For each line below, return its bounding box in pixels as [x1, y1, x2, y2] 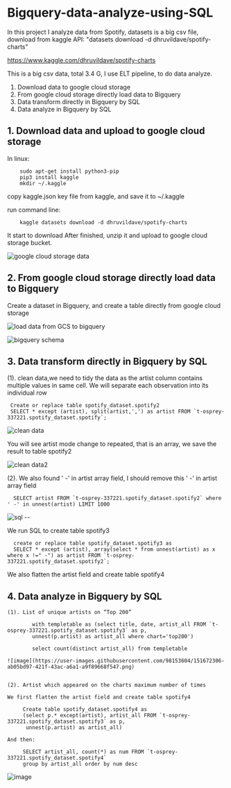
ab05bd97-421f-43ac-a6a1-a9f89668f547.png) [7, 664, 135, 671]
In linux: [7, 154, 30, 162]
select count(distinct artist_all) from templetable [32, 645, 188, 653]
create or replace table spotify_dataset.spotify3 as [13, 540, 172, 547]
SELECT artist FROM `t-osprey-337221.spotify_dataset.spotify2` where [13, 495, 222, 502]
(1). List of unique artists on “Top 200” [7, 609, 132, 616]
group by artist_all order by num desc [22, 761, 138, 768]
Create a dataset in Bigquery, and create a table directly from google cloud [7, 301, 221, 309]
